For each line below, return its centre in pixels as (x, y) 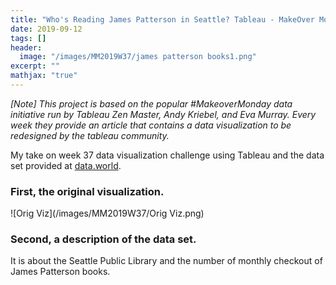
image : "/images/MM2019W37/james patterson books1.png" (138, 57)
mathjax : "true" (44, 76)
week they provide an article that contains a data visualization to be (151, 125)
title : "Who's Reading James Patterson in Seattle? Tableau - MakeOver (162, 19)
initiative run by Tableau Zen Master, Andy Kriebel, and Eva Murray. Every (163, 114)
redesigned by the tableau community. (90, 135)
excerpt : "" (35, 66)
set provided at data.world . (66, 165)
